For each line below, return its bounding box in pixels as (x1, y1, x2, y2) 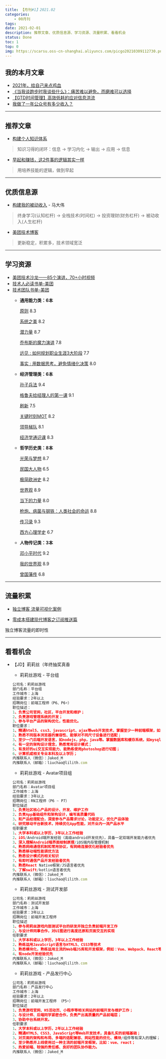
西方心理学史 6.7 (19, 529, 53, 535)
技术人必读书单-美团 (12, 281, 54, 287)
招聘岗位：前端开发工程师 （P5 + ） (12, 999, 73, 1003)
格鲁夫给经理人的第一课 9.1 (19, 392, 74, 398)
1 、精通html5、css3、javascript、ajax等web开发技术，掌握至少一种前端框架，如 (12, 728, 161, 733)
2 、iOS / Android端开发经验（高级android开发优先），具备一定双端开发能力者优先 (12, 835, 156, 840)
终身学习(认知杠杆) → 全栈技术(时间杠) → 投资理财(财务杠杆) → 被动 (17, 212, 155, 218)
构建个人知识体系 (12, 136, 47, 142)
